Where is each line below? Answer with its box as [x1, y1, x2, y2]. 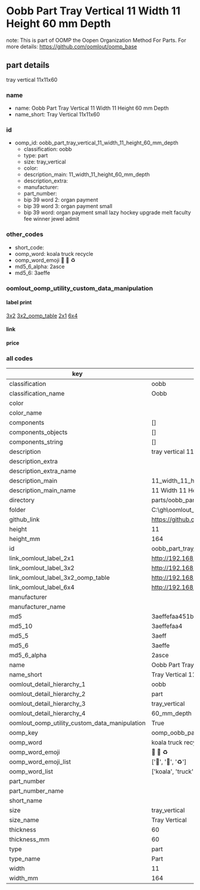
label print [6, 299, 32, 306]
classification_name [9, 390, 65, 398]
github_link [9, 515, 40, 524]
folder [9, 506, 26, 514]
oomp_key [9, 729, 39, 737]
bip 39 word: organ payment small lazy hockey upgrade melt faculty [23, 209, 192, 216]
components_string [9, 438, 64, 446]
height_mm [9, 535, 40, 543]
